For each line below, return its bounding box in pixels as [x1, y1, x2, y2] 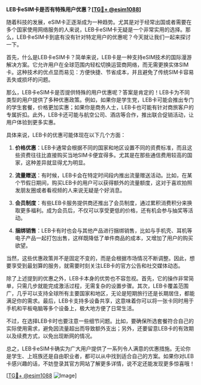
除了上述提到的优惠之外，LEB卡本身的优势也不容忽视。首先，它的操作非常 [6, 275, 189, 282]
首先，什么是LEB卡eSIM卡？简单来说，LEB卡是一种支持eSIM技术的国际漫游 [6, 54, 193, 60]
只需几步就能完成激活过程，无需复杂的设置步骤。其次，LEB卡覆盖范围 [16, 282, 189, 289]
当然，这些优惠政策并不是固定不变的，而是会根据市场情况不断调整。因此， [6, 255, 190, 262]
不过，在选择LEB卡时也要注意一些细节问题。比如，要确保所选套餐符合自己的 [6, 317, 194, 325]
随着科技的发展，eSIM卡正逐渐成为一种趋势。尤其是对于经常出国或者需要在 [6, 19, 192, 26]
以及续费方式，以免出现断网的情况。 [6, 332, 96, 340]
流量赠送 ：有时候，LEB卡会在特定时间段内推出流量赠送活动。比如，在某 [14, 172, 193, 179]
